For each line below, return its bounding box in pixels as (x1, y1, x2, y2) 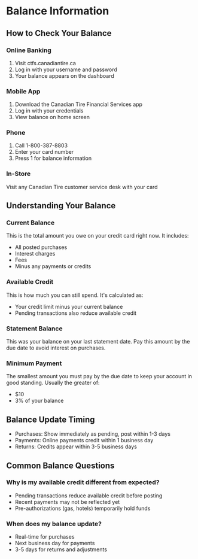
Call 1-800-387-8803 (14, 142, 68, 149)
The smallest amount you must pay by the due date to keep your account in (6, 373, 193, 380)
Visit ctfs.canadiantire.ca (14, 59, 77, 66)
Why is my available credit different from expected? (6, 478, 160, 487)
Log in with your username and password (14, 66, 118, 73)
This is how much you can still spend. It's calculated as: (6, 291, 144, 299)
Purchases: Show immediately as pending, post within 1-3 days (14, 430, 170, 438)
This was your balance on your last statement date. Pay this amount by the (6, 338, 190, 345)
